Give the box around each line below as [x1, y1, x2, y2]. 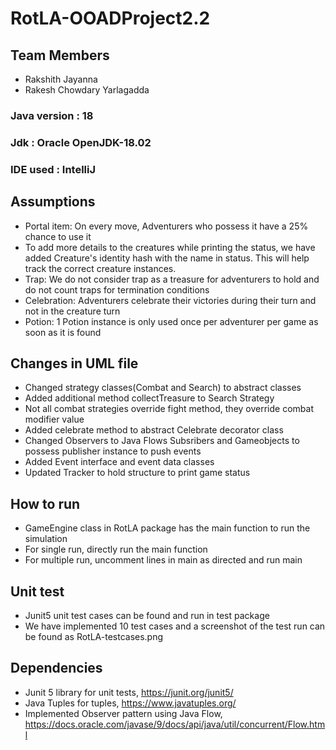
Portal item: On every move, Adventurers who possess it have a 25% [24, 220, 309, 232]
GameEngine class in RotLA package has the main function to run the [24, 522, 311, 534]
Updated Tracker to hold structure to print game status [24, 467, 251, 479]
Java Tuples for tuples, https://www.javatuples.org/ [24, 697, 237, 709]
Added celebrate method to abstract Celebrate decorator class [24, 424, 284, 436]
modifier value [24, 413, 85, 426]
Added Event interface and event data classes [24, 456, 215, 468]
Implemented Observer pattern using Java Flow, [24, 707, 223, 719]
